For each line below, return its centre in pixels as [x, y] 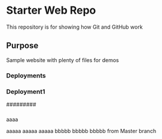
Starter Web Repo [51, 10]
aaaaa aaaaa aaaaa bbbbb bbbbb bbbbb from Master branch [81, 131]
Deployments [26, 75]
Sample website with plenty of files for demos [63, 60]
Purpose [22, 46]
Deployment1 [26, 91]
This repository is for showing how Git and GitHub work [74, 27]
